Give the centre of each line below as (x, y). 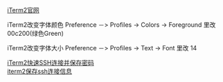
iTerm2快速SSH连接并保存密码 (51, 63)
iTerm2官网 (23, 10)
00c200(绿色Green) (36, 33)
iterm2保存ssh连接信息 (40, 71)
